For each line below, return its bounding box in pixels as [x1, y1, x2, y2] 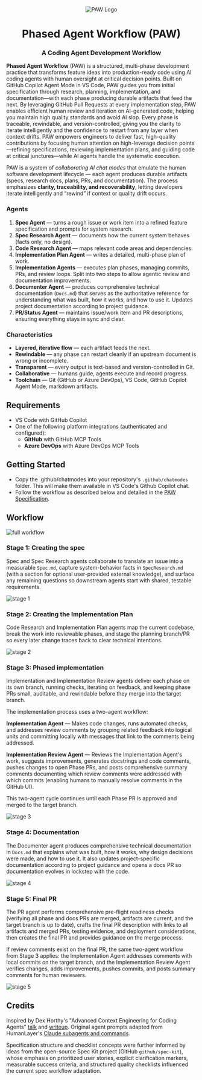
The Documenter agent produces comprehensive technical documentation [6, 841, 192, 849]
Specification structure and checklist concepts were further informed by [6, 1041, 186, 1049]
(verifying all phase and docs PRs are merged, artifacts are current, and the [6, 915, 194, 922]
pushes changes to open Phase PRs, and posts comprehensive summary [6, 764, 188, 771]
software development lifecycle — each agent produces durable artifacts [6, 171, 188, 178]
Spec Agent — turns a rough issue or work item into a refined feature [14, 219, 188, 226]
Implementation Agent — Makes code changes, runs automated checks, [6, 720, 188, 727]
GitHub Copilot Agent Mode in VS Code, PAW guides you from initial [6, 82, 175, 89]
